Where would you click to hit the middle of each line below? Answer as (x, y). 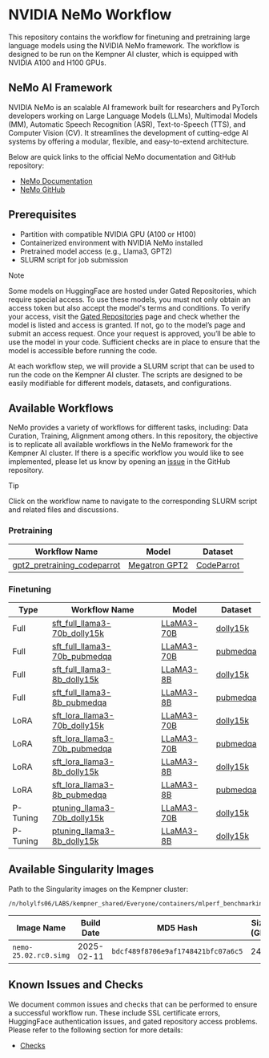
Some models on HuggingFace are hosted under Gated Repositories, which (132, 291)
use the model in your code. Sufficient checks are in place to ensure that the (134, 342)
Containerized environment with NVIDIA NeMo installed (111, 242)
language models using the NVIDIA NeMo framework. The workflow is (124, 45)
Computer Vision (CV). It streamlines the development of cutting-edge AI (128, 132)
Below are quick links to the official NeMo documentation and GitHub (122, 157)
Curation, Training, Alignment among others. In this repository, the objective (133, 436)
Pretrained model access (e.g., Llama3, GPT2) (96, 251)
